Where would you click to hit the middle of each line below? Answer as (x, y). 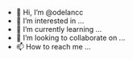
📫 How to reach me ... (53, 47)
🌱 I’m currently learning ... (59, 29)
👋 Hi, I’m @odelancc (50, 12)
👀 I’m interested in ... (50, 21)
